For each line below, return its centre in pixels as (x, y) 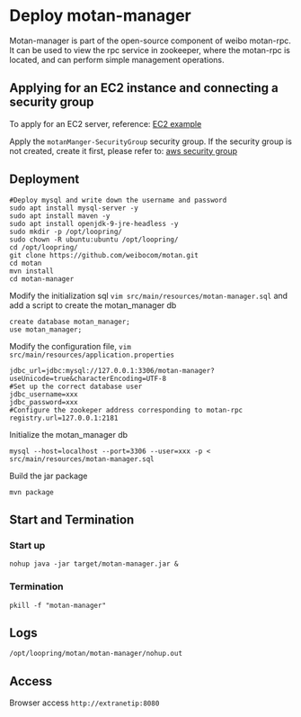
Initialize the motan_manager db (69, 434)
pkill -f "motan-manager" (58, 605)
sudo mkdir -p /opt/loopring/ (66, 231)
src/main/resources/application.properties (92, 355)
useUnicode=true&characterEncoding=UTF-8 (88, 378)
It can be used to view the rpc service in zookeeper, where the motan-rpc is (150, 50)
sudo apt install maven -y (60, 216)
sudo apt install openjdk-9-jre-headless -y (94, 223)
